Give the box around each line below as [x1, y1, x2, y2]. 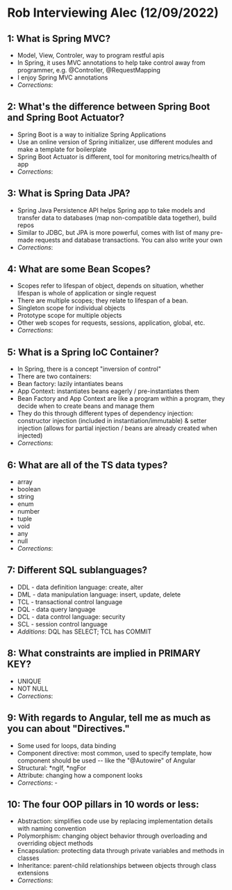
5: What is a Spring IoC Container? [7, 346, 160, 358]
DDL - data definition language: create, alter [17, 583, 144, 591]
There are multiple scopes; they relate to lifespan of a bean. [17, 296, 189, 305]
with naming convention [17, 824, 87, 833]
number [17, 507, 40, 516]
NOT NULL [17, 684, 49, 693]
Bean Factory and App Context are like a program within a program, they [17, 394, 225, 403]
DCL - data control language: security [17, 612, 126, 621]
